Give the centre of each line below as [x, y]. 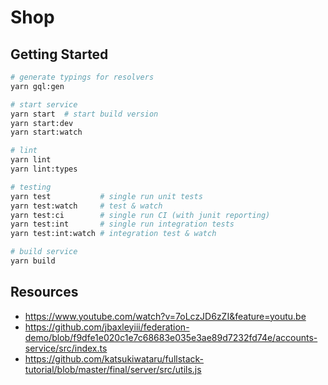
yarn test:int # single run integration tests [122, 224]
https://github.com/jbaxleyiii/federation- [107, 327]
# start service [44, 104]
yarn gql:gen [37, 86]
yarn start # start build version [84, 114]
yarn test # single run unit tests [106, 196]
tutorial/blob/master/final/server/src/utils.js [113, 369]
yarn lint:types [44, 169]
